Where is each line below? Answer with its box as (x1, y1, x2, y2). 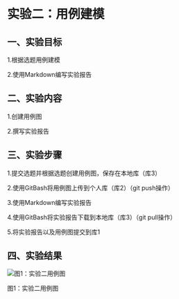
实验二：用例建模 (7, 6, 105, 22)
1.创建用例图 (7, 112, 42, 120)
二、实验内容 (7, 93, 62, 105)
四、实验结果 (7, 250, 62, 262)
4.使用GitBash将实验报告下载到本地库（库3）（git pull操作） (7, 212, 177, 221)
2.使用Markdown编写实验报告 (7, 71, 92, 78)
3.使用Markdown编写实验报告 (7, 198, 92, 206)
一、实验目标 (7, 36, 62, 48)
